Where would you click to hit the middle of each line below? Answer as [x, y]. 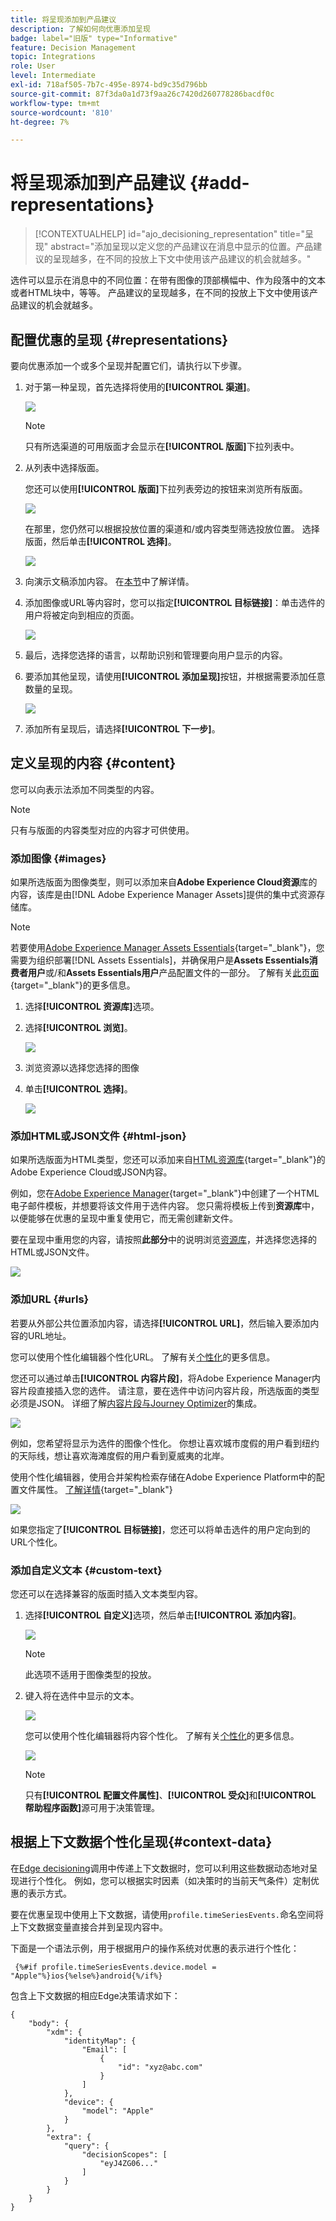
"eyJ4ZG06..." [129, 2163]
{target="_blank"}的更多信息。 [73, 985]
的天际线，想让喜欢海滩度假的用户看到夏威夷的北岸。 [120, 1455]
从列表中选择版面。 [64, 467]
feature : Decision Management [73, 47]
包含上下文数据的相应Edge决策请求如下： [95, 1995]
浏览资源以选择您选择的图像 [82, 1068]
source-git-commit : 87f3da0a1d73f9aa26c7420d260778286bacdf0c [142, 94]
